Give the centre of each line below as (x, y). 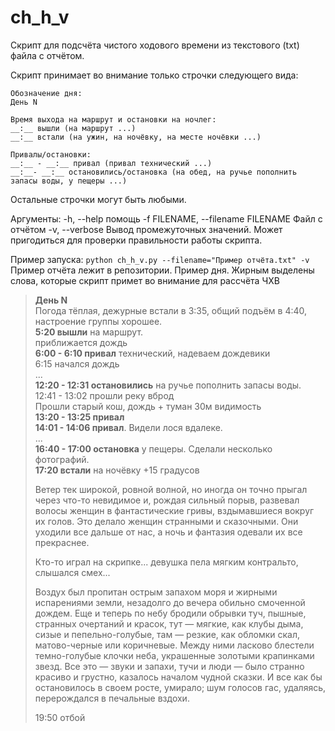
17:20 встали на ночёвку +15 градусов (117, 470)
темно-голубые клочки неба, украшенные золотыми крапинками (174, 655)
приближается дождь (81, 342)
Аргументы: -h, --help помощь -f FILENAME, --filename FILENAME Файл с (166, 218)
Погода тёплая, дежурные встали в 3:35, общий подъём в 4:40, (171, 310)
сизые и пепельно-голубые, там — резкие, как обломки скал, (167, 634)
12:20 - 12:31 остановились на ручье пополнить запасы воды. (168, 385)
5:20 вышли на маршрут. (89, 332)
